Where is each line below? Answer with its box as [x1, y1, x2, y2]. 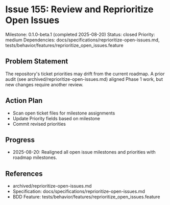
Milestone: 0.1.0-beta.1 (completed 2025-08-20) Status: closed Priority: [5, 31, 155, 37]
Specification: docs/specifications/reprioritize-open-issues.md [12, 188, 145, 195]
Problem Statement [5, 57, 68, 66]
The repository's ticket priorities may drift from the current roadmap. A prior [5, 71, 165, 77]
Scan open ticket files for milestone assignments [12, 110, 115, 116]
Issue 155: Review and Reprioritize [5, 4, 154, 15]
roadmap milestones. [12, 154, 57, 161]
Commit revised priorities [12, 121, 66, 127]
